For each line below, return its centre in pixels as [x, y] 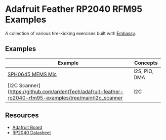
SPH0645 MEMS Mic [32, 74]
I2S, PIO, [144, 71]
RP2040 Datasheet [31, 133]
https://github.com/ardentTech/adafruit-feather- [66, 92]
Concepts [146, 63]
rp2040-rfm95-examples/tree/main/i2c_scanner [65, 97]
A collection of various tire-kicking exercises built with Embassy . [71, 33]
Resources [22, 116]
